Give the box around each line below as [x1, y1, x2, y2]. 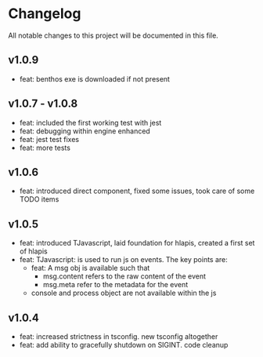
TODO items [19, 195, 59, 204]
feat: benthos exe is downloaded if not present [19, 74, 171, 83]
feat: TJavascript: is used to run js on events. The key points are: [19, 255, 229, 264]
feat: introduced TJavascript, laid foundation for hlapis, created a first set [19, 239, 255, 248]
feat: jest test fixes [19, 134, 80, 144]
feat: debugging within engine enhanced [19, 126, 150, 136]
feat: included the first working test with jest [19, 118, 162, 127]
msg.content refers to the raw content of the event [42, 271, 206, 281]
